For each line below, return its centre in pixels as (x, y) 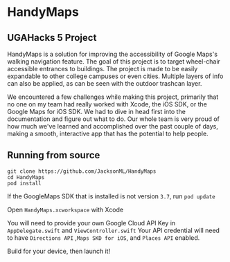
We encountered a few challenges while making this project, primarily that (113, 97)
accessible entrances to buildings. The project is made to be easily (103, 69)
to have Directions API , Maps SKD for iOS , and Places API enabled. (104, 237)
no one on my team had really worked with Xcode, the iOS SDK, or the (107, 104)
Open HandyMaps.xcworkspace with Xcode (65, 209)
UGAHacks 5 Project (52, 38)
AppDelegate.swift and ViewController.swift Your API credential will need (114, 230)
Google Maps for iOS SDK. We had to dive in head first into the (96, 112)
